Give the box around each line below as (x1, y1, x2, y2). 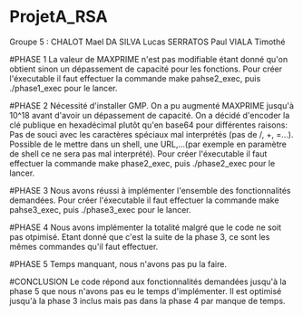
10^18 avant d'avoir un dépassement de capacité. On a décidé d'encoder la (9, 110, 290, 120)
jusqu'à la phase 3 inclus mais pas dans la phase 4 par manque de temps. (9, 295, 286, 306)
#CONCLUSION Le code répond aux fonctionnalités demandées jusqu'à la (9, 276, 288, 287)
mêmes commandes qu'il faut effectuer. (9, 241, 159, 252)
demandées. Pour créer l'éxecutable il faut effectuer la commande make (9, 195, 279, 205)
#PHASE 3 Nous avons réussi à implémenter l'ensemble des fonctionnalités (9, 185, 291, 196)
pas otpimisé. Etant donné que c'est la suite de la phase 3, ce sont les (9, 231, 270, 242)
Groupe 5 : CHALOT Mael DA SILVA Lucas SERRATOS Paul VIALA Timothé (9, 36, 286, 47)
